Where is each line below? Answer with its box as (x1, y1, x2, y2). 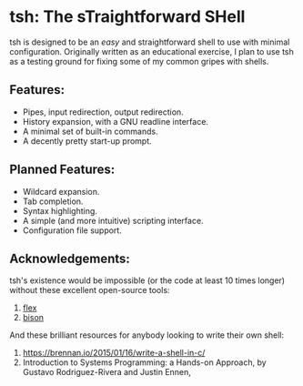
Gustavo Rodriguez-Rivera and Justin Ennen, (22, 367, 191, 378)
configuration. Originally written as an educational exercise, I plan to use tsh (9, 46, 294, 56)
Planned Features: (9, 162, 116, 178)
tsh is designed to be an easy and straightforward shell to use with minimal (9, 36, 290, 47)
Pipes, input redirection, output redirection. (22, 107, 184, 117)
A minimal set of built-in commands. (22, 126, 158, 137)
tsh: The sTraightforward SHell (9, 6, 246, 27)
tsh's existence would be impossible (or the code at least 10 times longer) (9, 275, 285, 286)
